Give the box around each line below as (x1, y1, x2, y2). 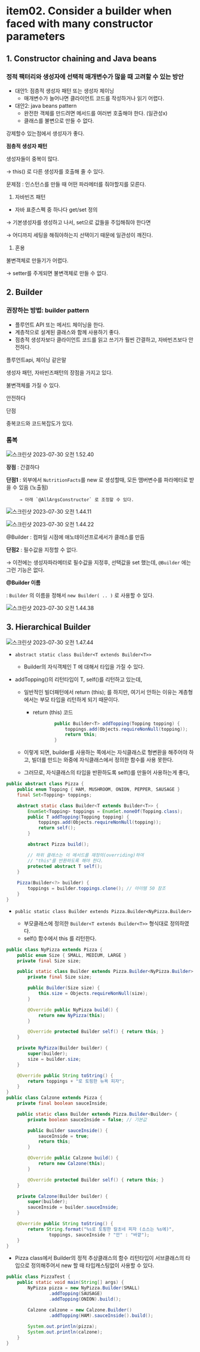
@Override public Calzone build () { (27, 1155, 119, 1161)
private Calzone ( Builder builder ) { (17, 1193, 109, 1200)
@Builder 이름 (6, 579, 41, 586)
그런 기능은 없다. (6, 566, 45, 573)
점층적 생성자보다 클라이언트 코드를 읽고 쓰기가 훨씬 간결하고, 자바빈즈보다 (14, 336, 187, 343)
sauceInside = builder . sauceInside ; (27, 1204, 119, 1210)
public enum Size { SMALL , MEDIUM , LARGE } (17, 952, 127, 958)
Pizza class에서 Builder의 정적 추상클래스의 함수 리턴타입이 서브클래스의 (14, 1255, 184, 1262)
